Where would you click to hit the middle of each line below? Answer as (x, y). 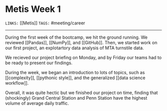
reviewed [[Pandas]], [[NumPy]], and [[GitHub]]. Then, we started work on (81, 42)
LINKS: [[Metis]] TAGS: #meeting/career (45, 23)
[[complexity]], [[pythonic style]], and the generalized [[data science (75, 78)
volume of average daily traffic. (37, 103)
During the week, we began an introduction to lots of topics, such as (75, 72)
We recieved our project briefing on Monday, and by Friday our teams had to (83, 57)
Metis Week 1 (33, 9)
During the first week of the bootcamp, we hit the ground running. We (76, 37)
